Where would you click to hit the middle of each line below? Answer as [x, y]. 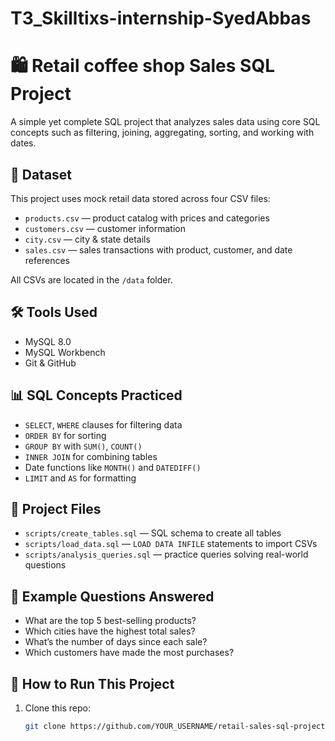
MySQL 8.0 [48, 341]
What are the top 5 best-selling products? [110, 621]
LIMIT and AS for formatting [80, 478]
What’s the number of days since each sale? [116, 642]
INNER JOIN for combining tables [91, 456]
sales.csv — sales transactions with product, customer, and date [158, 249]
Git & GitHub [50, 363]
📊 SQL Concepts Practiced [96, 395]
